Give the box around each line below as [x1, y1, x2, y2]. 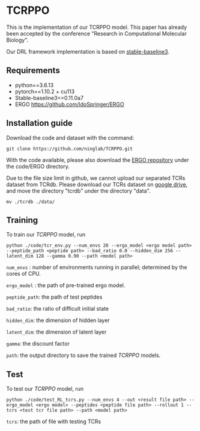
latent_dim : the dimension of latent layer [6, 329, 107, 336]
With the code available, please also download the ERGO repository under [6, 156, 189, 163]
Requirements [6, 66, 60, 76]
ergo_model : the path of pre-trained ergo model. [6, 282, 126, 289]
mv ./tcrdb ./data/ [6, 199, 55, 205]
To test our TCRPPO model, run [6, 385, 84, 392]
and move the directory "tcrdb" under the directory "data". [6, 187, 151, 194]
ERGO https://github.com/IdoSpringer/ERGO [14, 101, 124, 108]
